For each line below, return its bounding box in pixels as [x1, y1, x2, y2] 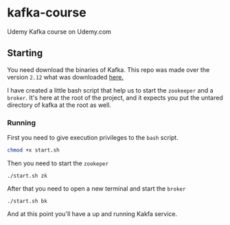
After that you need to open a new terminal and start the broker [7, 184, 186, 193]
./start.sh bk [7, 198, 48, 204]
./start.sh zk [7, 172, 48, 179]
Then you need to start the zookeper [7, 159, 108, 167]
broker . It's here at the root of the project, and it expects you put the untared [7, 93, 223, 102]
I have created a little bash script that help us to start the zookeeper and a [7, 86, 214, 94]
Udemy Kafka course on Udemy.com [7, 27, 112, 36]
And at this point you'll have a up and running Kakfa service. [7, 209, 178, 217]
